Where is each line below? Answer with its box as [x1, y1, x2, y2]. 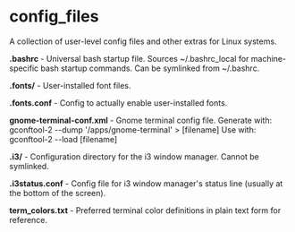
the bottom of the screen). [9, 187, 106, 198]
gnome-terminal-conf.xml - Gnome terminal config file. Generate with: [9, 115, 273, 125]
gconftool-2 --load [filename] [9, 133, 118, 144]
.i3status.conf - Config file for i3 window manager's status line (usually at [9, 177, 283, 189]
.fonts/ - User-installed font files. [9, 80, 131, 90]
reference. [9, 214, 47, 225]
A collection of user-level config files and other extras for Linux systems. [9, 36, 277, 47]
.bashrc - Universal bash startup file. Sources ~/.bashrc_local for [9, 53, 249, 64]
